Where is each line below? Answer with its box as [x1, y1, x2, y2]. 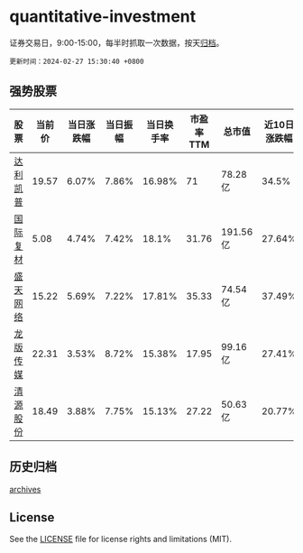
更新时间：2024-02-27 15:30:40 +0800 [9, 57, 144, 66]
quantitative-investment [9, 6, 197, 27]
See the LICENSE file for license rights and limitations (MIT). [9, 534, 233, 545]
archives [9, 484, 41, 494]
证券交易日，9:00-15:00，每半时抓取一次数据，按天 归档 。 [9, 37, 225, 48]
